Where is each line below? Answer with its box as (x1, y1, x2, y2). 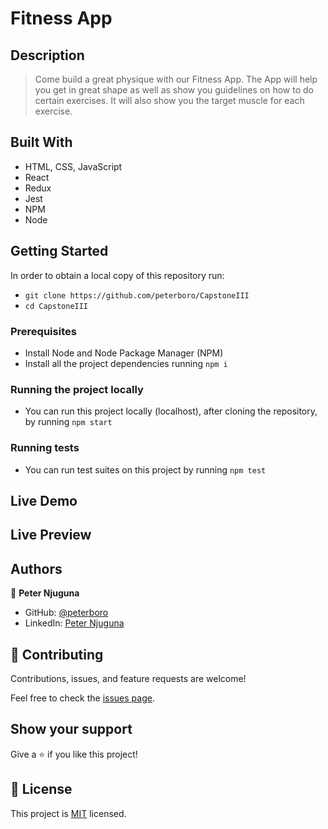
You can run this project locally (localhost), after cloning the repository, (24, 405, 318, 417)
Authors (10, 560, 63, 577)
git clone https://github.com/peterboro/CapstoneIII (24, 290, 250, 301)
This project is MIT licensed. (10, 807, 127, 819)
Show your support (10, 721, 133, 738)
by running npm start (24, 416, 113, 428)
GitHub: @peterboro (24, 607, 109, 619)
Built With (10, 134, 73, 151)
